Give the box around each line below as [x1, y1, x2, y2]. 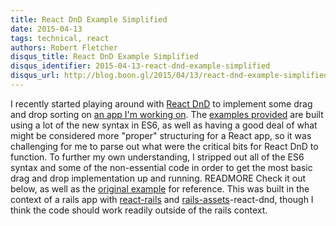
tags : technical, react [10, 33, 110, 43]
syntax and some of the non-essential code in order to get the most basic [10, 161, 313, 173]
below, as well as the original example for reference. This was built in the [10, 182, 310, 195]
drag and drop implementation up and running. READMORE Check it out [10, 172, 307, 184]
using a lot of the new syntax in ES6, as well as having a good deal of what [10, 119, 318, 131]
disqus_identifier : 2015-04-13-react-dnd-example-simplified [10, 61, 271, 71]
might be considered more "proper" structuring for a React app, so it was [10, 129, 312, 141]
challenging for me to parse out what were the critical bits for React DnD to [10, 140, 319, 152]
